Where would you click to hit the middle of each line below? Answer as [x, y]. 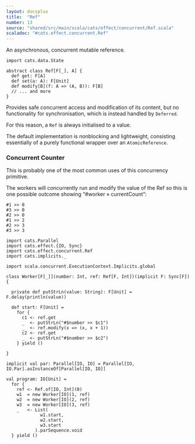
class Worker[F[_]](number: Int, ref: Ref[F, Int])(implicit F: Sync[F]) [98, 277]
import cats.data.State [35, 61]
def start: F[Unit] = [38, 308]
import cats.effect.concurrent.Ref [49, 251]
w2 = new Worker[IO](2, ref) [54, 400]
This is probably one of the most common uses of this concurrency [87, 170]
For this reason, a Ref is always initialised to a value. [69, 125]
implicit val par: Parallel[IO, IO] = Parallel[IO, [70, 364]
